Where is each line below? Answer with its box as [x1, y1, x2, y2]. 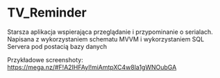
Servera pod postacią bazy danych [7, 42, 108, 50]
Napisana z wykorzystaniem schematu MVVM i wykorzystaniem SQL [7, 35, 205, 43]
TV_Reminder [7, 5, 87, 21]
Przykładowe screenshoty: [7, 55, 83, 64]
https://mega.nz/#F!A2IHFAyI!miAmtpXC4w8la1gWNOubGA [7, 63, 177, 71]
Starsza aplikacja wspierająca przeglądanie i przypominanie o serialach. [7, 28, 213, 36]
